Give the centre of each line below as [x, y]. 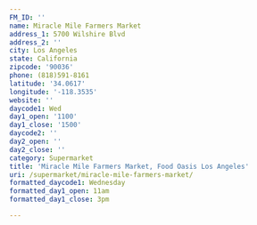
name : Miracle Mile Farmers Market [75, 26]
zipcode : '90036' [41, 68]
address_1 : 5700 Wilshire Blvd [67, 34]
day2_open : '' [36, 141]
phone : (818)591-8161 [50, 76]
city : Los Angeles [43, 51]
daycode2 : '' [33, 133]
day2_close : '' [37, 149]
